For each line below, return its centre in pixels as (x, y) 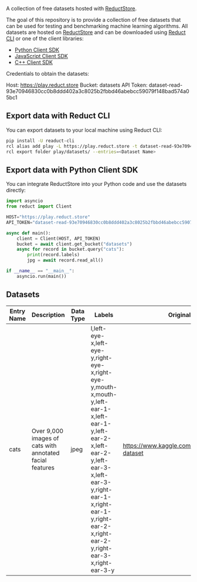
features (43, 467)
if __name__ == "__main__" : (40, 271)
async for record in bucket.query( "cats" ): (71, 249)
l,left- (98, 328)
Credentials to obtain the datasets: (48, 74)
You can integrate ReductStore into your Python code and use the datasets (96, 184)
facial (39, 460)
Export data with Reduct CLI (58, 116)
